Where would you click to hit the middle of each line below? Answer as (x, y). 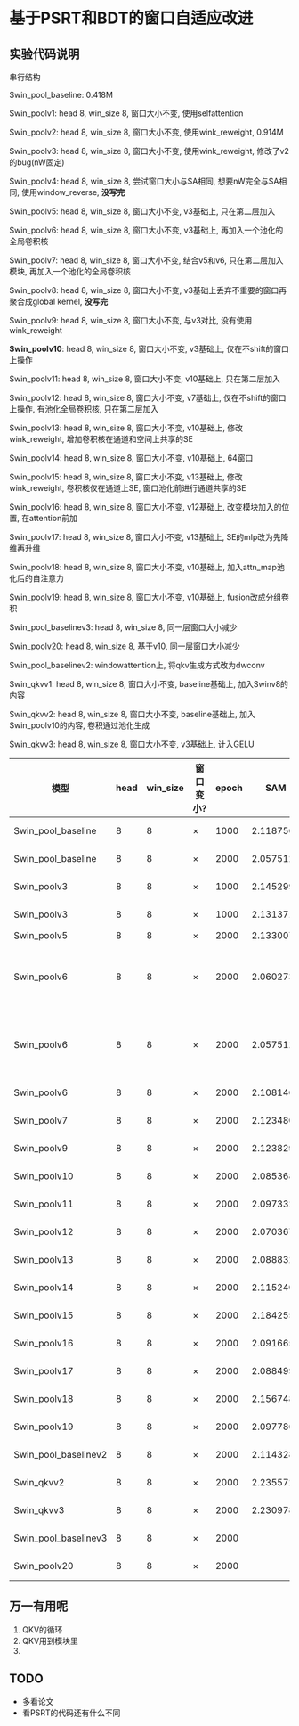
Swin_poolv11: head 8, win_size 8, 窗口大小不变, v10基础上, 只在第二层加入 (145, 379)
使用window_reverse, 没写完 (73, 192)
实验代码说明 (44, 54)
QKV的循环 (42, 1629)
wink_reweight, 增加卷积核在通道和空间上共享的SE (101, 439)
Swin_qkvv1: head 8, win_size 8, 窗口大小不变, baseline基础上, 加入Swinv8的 (149, 684)
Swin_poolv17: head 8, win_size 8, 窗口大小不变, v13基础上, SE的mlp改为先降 (149, 537)
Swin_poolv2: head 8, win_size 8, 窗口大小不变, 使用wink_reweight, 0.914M (146, 132)
